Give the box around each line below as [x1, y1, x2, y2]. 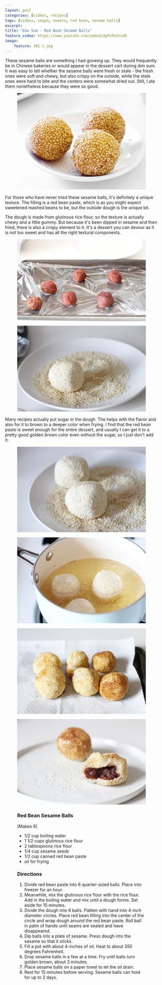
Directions [17, 870, 42, 877]
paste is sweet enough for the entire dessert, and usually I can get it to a [5, 427, 149, 432]
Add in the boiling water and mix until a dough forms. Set [24, 897, 138, 903]
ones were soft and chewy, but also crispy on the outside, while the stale [5, 73, 150, 79]
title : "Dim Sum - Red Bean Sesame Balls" [5, 28, 92, 33]
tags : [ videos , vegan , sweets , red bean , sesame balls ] [5, 18, 120, 23]
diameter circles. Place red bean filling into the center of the [24, 913, 144, 919]
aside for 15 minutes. [24, 903, 66, 908]
